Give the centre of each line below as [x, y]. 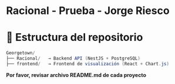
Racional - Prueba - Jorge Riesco [88, 11]
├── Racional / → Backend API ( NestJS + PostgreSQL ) [73, 58]
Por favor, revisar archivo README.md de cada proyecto [76, 75]
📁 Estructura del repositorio [75, 38]
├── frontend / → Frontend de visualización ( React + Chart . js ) [87, 64]
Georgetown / [21, 53]
